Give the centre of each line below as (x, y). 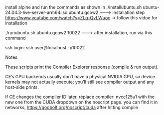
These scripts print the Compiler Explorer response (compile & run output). (82, 67)
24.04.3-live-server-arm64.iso (36, 12)
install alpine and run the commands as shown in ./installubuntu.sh (74, 7)
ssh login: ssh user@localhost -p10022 (45, 48)
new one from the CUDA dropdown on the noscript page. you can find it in (82, 102)
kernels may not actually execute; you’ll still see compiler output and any (80, 82)
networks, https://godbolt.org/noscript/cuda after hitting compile (72, 107)
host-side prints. (22, 87)
